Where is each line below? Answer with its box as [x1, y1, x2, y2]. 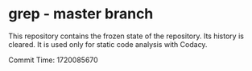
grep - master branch [8, 5, 154, 23]
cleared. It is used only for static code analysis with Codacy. [8, 39, 208, 49]
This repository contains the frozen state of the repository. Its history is [8, 31, 244, 41]
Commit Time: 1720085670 [8, 55, 98, 65]
